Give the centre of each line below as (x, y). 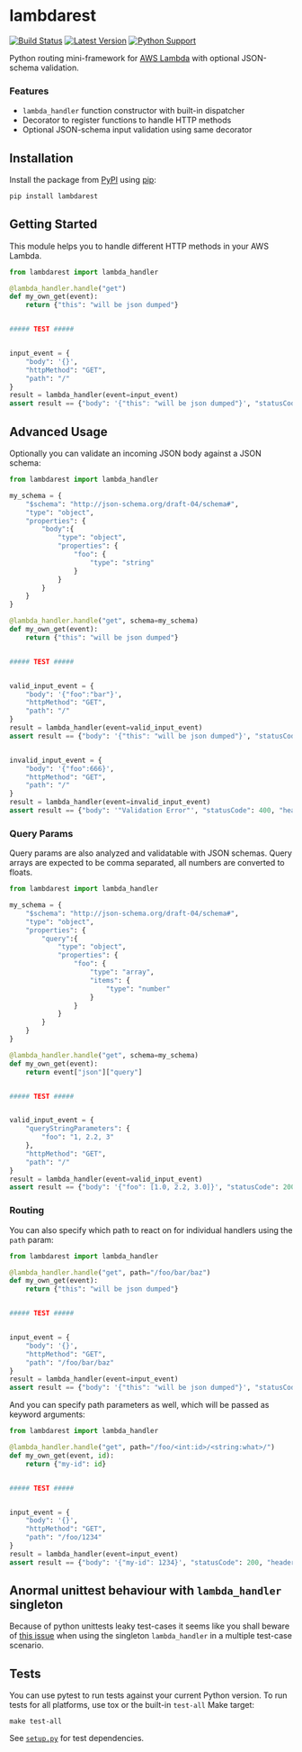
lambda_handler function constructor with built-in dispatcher (133, 111)
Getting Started (53, 225)
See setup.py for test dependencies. (77, 1738)
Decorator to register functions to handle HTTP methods (127, 120)
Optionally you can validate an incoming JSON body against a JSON (136, 454)
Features (29, 91)
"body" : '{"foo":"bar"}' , (74, 694)
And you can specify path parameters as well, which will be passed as (139, 1405)
